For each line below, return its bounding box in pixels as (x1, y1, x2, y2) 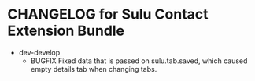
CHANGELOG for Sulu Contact (7, 5, 209, 23)
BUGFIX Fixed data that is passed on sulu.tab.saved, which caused (30, 56, 248, 65)
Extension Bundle (7, 22, 125, 40)
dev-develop (18, 48, 61, 57)
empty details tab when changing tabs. (30, 64, 157, 73)
